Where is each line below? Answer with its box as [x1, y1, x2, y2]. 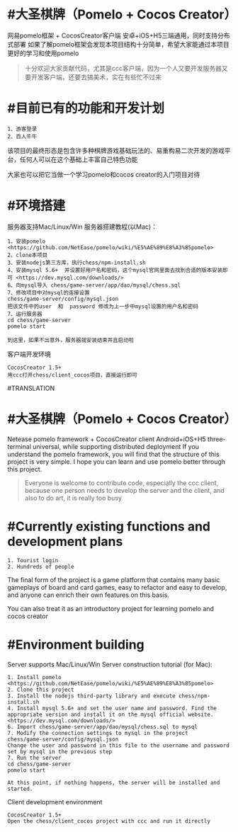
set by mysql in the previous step [7, 748, 113, 755]
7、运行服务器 [7, 310, 42, 317]
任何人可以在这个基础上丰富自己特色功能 [19, 155, 138, 164]
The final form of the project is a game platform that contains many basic [7, 575, 220, 584]
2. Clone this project [7, 686, 74, 693]
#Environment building [7, 637, 144, 652]
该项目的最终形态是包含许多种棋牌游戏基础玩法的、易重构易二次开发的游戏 [7, 146, 225, 154]
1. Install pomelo [7, 673, 62, 680]
